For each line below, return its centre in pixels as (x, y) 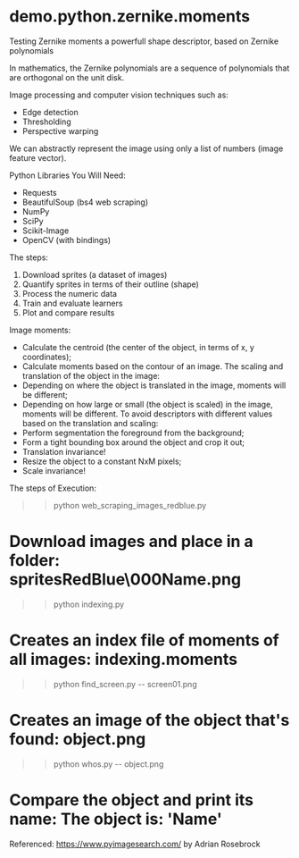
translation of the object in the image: (91, 375)
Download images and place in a (132, 542)
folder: (35, 561)
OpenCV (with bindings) (66, 240)
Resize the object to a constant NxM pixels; (102, 461)
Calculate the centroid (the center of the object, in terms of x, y (138, 347)
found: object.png (78, 739)
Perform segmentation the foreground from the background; (133, 433)
